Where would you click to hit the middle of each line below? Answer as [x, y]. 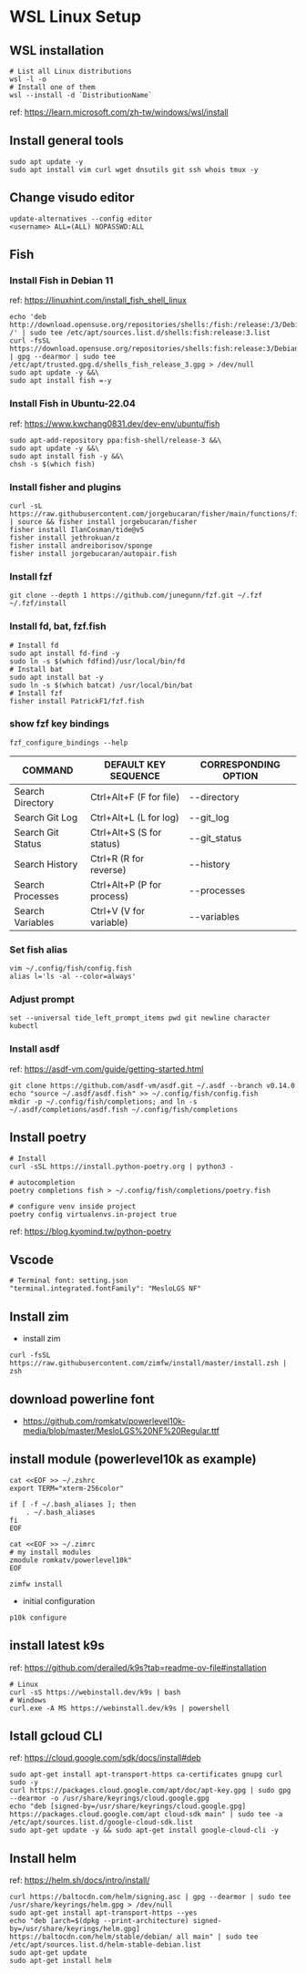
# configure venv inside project [73, 1206]
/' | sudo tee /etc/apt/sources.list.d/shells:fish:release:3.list [140, 333]
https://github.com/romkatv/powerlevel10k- [104, 1421]
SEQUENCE [135, 776]
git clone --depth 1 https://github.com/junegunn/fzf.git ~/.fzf [136, 596]
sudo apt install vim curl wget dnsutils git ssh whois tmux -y [134, 170]
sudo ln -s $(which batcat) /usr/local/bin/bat [102, 685]
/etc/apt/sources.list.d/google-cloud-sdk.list [102, 1823]
